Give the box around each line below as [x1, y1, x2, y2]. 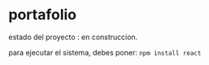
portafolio [8, 6, 77, 24]
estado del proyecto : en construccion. [8, 32, 138, 42]
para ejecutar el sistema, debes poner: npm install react [8, 47, 202, 57]
